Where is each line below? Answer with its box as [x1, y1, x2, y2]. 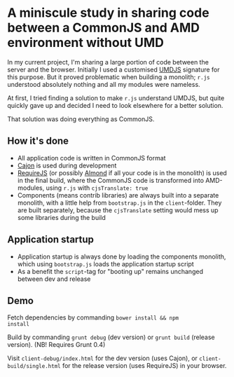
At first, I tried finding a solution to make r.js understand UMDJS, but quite [7, 93, 225, 102]
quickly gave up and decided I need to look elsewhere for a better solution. [7, 101, 223, 109]
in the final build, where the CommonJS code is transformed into [17, 176, 205, 184]
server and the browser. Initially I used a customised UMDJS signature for [7, 65, 220, 74]
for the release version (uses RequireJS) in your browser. [62, 362, 227, 370]
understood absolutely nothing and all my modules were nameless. [7, 80, 201, 88]
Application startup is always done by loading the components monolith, [17, 252, 226, 261]
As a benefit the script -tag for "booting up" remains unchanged [17, 267, 203, 275]
